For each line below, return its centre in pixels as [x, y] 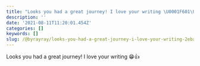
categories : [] [25, 28]
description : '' [26, 17]
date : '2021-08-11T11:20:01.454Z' [49, 23]
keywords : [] [22, 34]
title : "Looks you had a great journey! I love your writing [84, 12]
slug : [13, 39]
